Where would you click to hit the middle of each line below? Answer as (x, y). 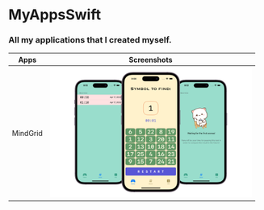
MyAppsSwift (55, 15)
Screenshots (151, 60)
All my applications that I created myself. (90, 40)
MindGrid (27, 133)
